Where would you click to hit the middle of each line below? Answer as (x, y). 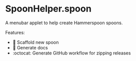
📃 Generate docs (30, 47)
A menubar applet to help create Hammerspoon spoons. (64, 23)
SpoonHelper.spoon (48, 9)
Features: (15, 32)
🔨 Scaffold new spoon (36, 42)
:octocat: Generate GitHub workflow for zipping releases (72, 53)
